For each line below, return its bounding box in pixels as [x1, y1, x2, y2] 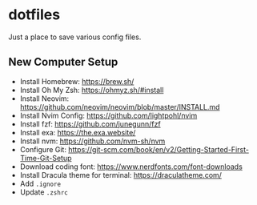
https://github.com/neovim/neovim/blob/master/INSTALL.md [19, 102, 220, 111]
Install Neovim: [19, 94, 70, 103]
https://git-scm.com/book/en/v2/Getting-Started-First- [67, 144, 250, 154]
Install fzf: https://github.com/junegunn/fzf [19, 119, 162, 129]
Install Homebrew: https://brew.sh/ [19, 76, 135, 86]
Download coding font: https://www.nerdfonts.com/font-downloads [19, 162, 243, 171]
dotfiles [8, 6, 61, 24]
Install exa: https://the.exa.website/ [19, 127, 136, 137]
